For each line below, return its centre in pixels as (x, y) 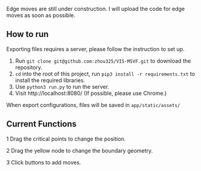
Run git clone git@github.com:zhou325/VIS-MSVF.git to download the (103, 61)
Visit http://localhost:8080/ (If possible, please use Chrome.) (91, 93)
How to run (28, 34)
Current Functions (42, 124)
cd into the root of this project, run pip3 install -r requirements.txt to (105, 74)
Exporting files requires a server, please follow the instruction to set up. (96, 49)
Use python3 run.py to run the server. (62, 86)
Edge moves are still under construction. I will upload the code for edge (96, 9)
